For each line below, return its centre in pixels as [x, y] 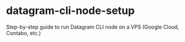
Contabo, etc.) [24, 33]
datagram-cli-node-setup [70, 11]
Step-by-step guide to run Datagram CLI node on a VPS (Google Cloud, [93, 27]
